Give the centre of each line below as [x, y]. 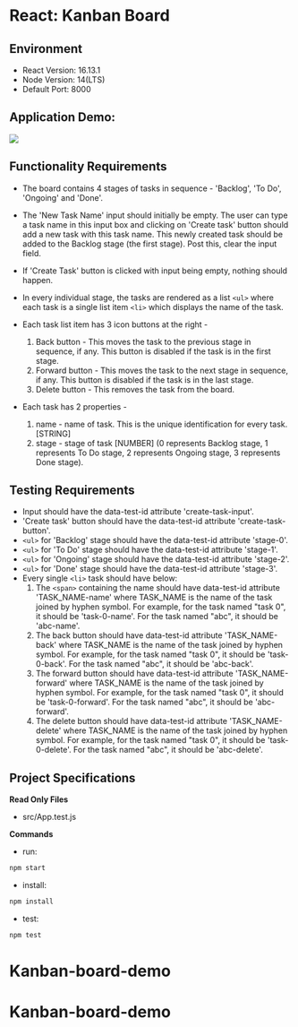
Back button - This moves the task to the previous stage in [143, 341]
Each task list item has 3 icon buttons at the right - [115, 324]
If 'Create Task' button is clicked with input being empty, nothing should [155, 271]
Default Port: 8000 [56, 89]
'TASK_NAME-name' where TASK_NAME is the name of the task [154, 598]
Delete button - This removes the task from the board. [135, 389]
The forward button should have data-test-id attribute [135, 674]
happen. [38, 280]
